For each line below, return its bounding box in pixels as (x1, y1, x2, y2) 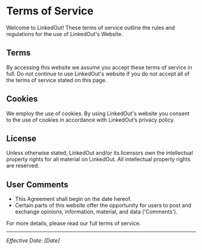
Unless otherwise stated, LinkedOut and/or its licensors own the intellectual (6, 149, 194, 156)
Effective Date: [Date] (6, 237, 60, 244)
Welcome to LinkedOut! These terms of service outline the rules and (6, 24, 176, 31)
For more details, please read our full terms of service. (6, 220, 141, 227)
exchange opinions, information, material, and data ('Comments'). (14, 208, 178, 215)
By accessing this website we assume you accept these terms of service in (6, 64, 192, 71)
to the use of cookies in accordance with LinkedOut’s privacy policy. (6, 116, 176, 124)
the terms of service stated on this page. (6, 76, 107, 83)
